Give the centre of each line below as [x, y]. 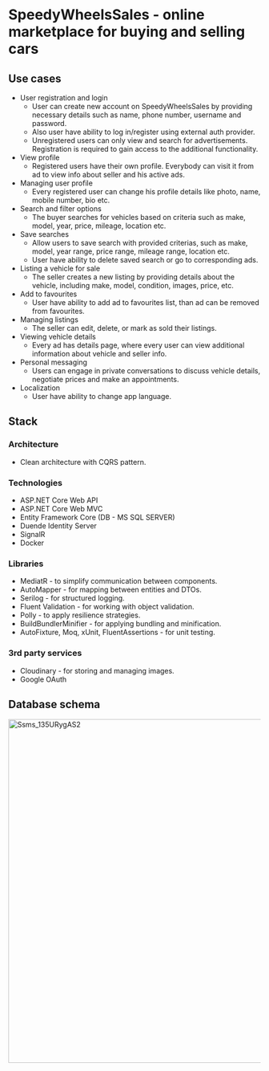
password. [49, 123]
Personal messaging [54, 362]
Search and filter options [60, 209]
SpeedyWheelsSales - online [107, 15]
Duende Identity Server [58, 525]
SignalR [32, 534]
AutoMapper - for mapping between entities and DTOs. [110, 590]
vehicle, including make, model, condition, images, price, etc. [133, 285]
